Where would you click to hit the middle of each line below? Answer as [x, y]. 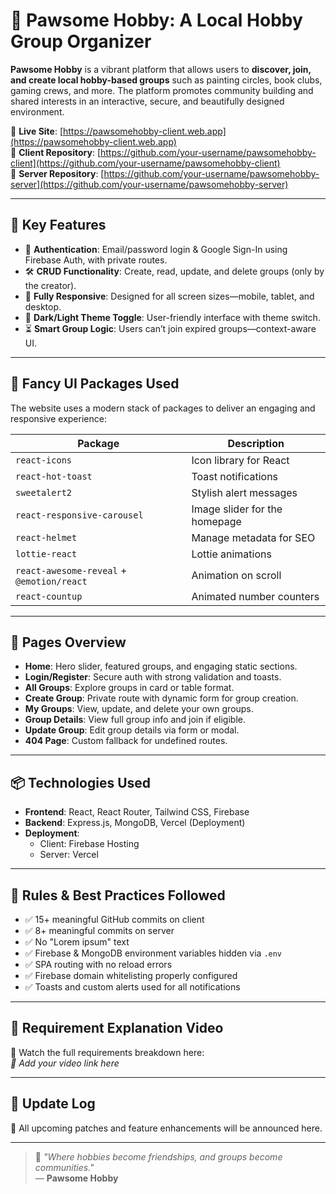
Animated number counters [255, 596]
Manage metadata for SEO [253, 537]
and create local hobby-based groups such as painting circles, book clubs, [166, 80]
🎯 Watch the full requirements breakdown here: [107, 1052]
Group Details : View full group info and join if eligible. [135, 720]
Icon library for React [240, 460]
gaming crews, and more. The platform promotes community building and [162, 90]
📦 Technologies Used [81, 782]
